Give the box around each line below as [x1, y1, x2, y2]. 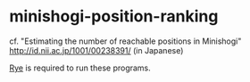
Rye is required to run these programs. [9, 62, 152, 73]
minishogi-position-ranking [9, 6, 219, 27]
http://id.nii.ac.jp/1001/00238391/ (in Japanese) [9, 45, 184, 55]
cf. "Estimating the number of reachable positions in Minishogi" [9, 36, 242, 46]
